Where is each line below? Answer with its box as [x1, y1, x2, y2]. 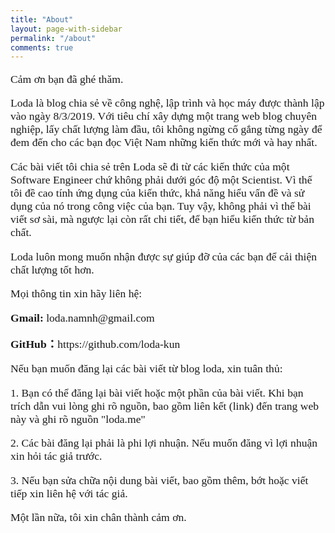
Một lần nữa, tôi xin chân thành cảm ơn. [10, 511, 187, 525]
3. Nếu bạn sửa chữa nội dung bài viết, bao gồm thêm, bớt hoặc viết [10, 473, 309, 487]
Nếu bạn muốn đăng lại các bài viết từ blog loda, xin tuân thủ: [10, 362, 283, 375]
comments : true [10, 42, 74, 53]
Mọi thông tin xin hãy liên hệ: [10, 287, 143, 301]
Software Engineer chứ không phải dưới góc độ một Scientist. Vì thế [10, 173, 313, 187]
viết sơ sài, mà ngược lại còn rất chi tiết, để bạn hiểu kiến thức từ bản [10, 212, 315, 226]
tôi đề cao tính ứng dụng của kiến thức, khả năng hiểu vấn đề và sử [10, 186, 305, 200]
